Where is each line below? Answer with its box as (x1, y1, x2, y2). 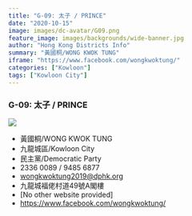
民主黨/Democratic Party (19, 154, 102, 163)
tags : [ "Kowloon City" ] (8, 71, 88, 79)
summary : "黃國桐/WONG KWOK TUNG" (8, 49, 120, 57)
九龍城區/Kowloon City (19, 143, 95, 153)
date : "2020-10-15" (8, 19, 74, 27)
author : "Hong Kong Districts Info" (8, 42, 130, 50)
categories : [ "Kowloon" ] (8, 64, 91, 72)
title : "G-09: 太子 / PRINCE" (8, 11, 106, 20)
